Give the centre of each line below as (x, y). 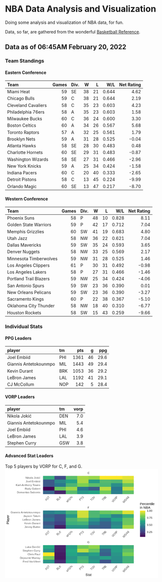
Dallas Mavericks (24, 245)
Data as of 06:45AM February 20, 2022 (66, 47)
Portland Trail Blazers (28, 279)
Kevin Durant (20, 371)
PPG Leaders (18, 338)
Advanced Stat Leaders (29, 456)
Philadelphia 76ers (26, 112)
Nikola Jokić (19, 416)
